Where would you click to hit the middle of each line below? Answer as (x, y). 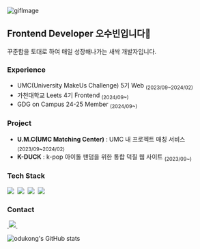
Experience (26, 70)
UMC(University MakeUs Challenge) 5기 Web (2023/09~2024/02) (105, 86)
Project (19, 123)
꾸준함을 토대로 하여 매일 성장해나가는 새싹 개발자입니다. (82, 51)
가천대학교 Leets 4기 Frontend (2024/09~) (73, 96)
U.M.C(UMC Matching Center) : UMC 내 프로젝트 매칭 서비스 (101, 139)
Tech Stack (26, 176)
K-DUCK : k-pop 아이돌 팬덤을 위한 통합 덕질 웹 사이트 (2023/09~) (104, 157)
